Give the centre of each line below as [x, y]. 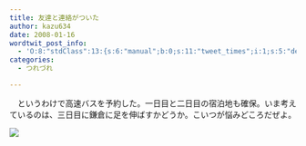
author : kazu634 [40, 26]
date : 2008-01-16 [42, 34]
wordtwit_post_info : [49, 43]
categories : [32, 60]
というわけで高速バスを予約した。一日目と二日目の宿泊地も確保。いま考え [157, 103]
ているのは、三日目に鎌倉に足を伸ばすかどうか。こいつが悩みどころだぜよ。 [153, 114]
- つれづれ [35, 69]
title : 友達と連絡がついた [55, 18]
